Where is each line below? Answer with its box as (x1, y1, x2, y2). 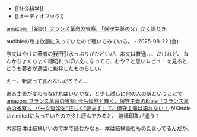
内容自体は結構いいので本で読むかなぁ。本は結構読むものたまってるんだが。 (6, 125, 193, 132)
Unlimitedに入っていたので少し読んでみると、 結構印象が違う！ (6, 112, 160, 119)
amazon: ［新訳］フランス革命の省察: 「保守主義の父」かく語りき (6, 25, 167, 32)
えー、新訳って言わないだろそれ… (6, 77, 88, 84)
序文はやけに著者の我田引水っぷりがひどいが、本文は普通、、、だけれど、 (6, 50, 183, 57)
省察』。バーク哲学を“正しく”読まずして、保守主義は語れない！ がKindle (16, 105, 191, 112)
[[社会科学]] (14, 5, 44, 12)
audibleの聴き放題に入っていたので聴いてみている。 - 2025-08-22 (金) (6, 38, 179, 44)
